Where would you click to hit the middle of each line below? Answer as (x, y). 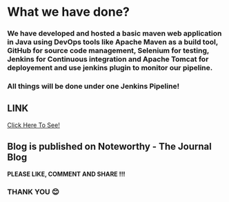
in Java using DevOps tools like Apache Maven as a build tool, (113, 42)
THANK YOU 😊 (33, 192)
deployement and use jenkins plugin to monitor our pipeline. (110, 68)
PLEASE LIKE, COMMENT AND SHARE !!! (66, 174)
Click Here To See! (33, 125)
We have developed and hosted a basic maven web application (114, 34)
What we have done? (68, 12)
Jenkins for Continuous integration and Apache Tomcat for (108, 59)
